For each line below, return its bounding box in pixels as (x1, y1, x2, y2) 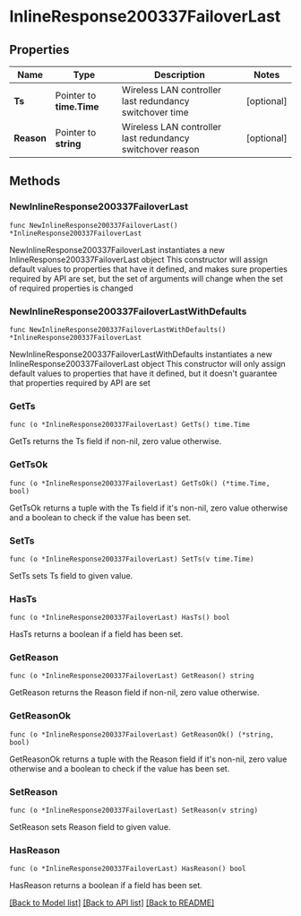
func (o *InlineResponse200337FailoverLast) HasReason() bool (9, 864, 246, 874)
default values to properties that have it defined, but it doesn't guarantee (9, 368, 278, 379)
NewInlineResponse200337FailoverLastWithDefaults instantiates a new (9, 348, 273, 360)
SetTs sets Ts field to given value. (9, 570, 133, 580)
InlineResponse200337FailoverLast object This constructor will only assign (9, 358, 287, 369)
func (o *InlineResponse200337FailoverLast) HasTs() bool (9, 613, 230, 623)
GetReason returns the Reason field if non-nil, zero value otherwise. (9, 687, 260, 698)
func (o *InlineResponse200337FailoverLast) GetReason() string (9, 671, 254, 681)
